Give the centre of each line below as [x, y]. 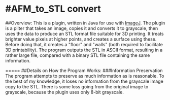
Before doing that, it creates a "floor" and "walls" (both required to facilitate [84, 44]
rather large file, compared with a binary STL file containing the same [78, 55]
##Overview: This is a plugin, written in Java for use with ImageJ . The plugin [85, 23]
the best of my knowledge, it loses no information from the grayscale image [84, 81]
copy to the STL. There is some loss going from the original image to [77, 86]
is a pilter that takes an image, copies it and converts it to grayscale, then [82, 28]
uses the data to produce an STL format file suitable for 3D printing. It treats [84, 34]
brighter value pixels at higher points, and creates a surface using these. [81, 39]
